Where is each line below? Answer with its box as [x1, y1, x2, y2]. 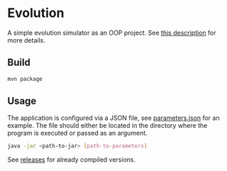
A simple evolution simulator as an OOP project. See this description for [7, 28, 216, 37]
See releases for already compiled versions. [7, 155, 136, 164]
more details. [7, 35, 46, 44]
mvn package [7, 75, 43, 82]
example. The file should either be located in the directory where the [7, 121, 208, 130]
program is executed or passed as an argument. [7, 129, 148, 138]
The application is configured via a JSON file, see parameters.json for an [7, 114, 220, 122]
